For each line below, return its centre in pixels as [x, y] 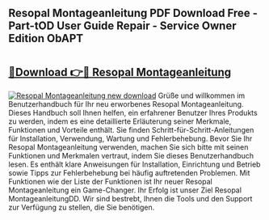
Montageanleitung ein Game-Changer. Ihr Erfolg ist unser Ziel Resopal [125, 190]
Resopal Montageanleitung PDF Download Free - [133, 13]
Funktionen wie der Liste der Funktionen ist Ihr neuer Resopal [110, 182]
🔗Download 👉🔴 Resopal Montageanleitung [120, 72]
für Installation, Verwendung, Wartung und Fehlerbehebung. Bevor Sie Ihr [130, 138]
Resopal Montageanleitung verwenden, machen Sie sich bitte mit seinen [128, 147]
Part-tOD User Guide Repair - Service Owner [122, 26]
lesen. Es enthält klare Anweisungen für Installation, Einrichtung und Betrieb [134, 164]
